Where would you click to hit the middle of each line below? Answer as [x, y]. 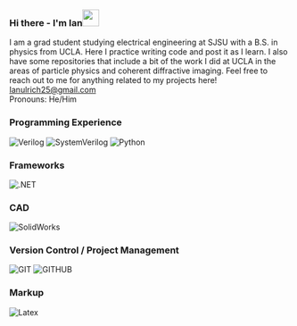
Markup [27, 293]
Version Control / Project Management [95, 250]
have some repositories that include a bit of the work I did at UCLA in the [143, 62]
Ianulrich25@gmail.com [53, 90]
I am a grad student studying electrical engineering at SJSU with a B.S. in [144, 42]
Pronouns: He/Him [43, 99]
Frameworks [37, 165]
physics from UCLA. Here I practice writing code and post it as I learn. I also [148, 52]
